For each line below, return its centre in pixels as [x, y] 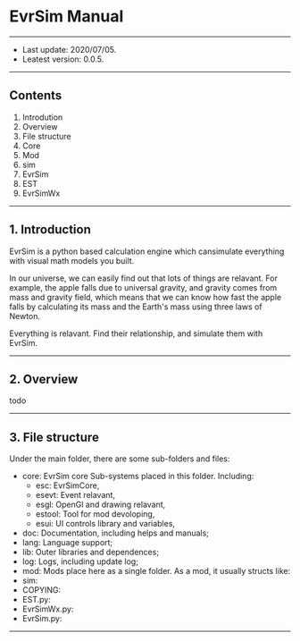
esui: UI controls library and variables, [105, 524]
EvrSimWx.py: [48, 609]
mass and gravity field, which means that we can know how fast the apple [146, 297]
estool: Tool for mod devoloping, [95, 514]
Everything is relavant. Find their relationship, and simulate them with [136, 333]
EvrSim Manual [67, 17]
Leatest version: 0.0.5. [63, 59]
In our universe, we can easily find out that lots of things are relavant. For [144, 278]
